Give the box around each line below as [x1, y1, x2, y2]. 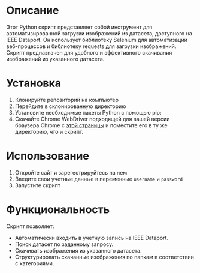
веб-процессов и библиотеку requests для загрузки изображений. [6, 43, 177, 50]
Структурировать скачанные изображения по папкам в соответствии [14, 253, 195, 260]
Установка [6, 76, 62, 90]
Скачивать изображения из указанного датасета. [14, 247, 142, 254]
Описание [6, 4, 59, 17]
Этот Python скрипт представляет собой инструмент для [6, 23, 153, 31]
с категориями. [14, 259, 54, 267]
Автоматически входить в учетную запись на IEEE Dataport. [14, 234, 169, 241]
